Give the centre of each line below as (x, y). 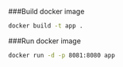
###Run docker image (45, 41)
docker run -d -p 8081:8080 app (61, 55)
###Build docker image (46, 11)
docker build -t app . (46, 26)
